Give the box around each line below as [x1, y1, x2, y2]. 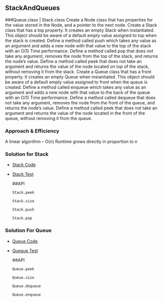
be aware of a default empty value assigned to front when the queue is [5, 79, 148, 85]
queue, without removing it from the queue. [5, 115, 93, 121]
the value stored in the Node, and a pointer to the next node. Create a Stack [5, 22, 158, 28]
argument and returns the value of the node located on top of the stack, [5, 63, 149, 69]
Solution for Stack [5, 151, 49, 158]
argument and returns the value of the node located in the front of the [5, 110, 145, 116]
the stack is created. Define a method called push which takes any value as [5, 38, 157, 43]
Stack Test [12, 171, 34, 177]
